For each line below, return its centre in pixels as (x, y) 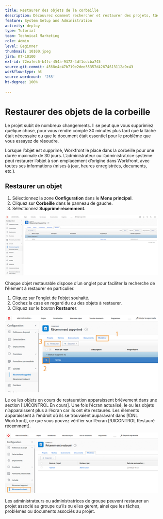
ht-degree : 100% (21, 82)
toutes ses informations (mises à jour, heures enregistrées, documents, (76, 166)
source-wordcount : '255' (30, 77)
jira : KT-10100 (20, 56)
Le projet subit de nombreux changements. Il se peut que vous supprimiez (79, 125)
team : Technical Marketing (32, 36)
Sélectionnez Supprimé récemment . (49, 208)
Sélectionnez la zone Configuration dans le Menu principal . (72, 198)
